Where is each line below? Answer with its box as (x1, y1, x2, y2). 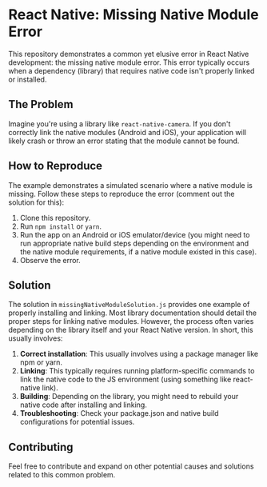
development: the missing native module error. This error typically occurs (8, 58, 250, 67)
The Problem (8, 98, 74, 111)
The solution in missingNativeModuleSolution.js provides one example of (8, 300, 250, 309)
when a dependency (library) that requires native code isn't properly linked (8, 66, 255, 75)
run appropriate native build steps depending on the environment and (19, 238, 249, 248)
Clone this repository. (19, 213, 91, 222)
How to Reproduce (8, 159, 102, 173)
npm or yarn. (19, 357, 62, 367)
